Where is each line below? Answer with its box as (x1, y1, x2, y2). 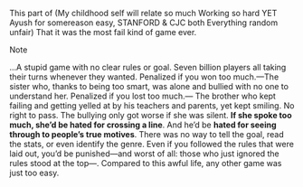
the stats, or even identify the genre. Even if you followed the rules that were (9, 139, 294, 149)
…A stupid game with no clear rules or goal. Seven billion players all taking (9, 62, 287, 72)
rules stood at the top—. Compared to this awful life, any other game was (9, 158, 282, 168)
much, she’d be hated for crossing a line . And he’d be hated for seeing (9, 119, 278, 130)
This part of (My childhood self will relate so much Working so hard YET (9, 8, 278, 18)
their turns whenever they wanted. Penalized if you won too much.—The (9, 71, 279, 82)
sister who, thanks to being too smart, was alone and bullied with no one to (9, 81, 289, 91)
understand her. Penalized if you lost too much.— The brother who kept (9, 90, 276, 101)
